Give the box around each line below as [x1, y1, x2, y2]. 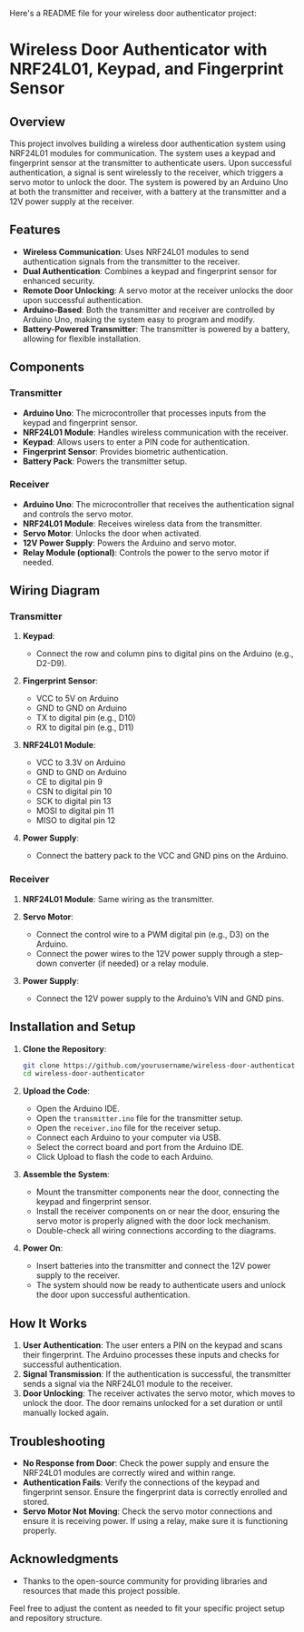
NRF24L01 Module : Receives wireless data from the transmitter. [22, 517, 263, 529]
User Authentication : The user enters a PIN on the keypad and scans [22, 1340, 283, 1351]
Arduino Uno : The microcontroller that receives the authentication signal [22, 498, 295, 509]
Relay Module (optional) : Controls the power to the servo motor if [22, 546, 270, 557]
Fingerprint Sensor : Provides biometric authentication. [22, 446, 229, 457]
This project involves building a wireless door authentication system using [9, 138, 286, 149]
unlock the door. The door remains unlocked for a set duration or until [22, 1398, 283, 1409]
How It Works [9, 1315, 88, 1331]
